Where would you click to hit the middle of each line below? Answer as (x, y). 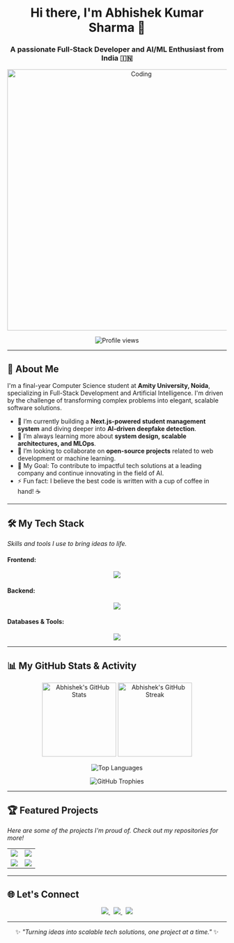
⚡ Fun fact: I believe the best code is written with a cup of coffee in (113, 481)
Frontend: (22, 559)
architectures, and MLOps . (56, 444)
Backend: (21, 591)
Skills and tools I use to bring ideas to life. (67, 544)
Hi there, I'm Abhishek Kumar (117, 13)
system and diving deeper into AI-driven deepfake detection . (107, 429)
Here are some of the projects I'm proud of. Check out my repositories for (113, 831)
